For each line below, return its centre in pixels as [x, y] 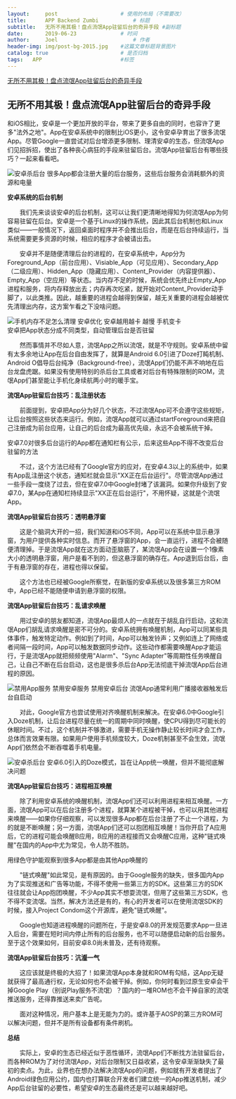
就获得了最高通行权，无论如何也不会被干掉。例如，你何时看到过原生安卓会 [115, 981]
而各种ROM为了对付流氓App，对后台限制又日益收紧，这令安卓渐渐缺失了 [113, 1061]
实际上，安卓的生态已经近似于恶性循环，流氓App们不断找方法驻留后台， [124, 1053]
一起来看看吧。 [41, 158]
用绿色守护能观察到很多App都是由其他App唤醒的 [78, 860]
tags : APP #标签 [71, 60]
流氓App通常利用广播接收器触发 [176, 688]
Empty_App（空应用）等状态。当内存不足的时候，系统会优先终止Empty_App [117, 280]
